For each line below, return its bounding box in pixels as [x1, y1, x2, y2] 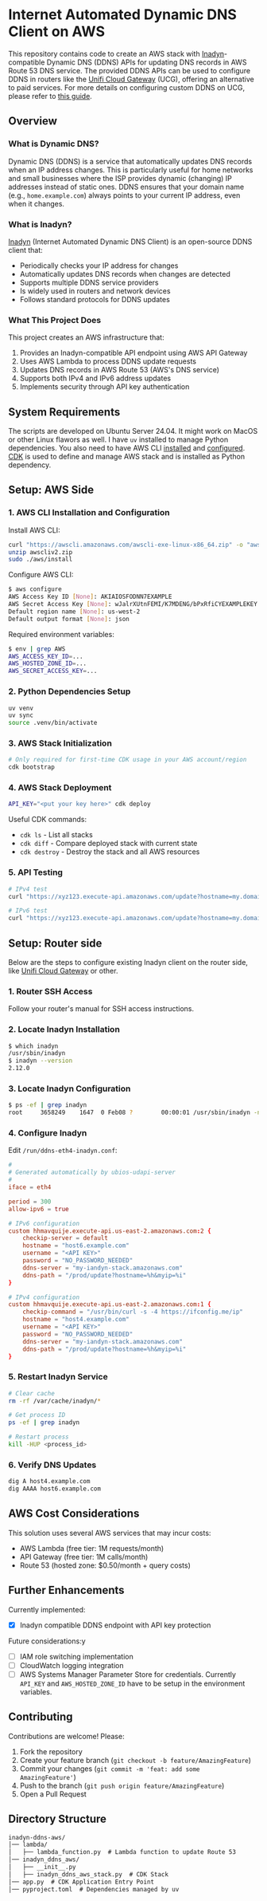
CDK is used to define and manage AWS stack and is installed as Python [8, 452, 245, 462]
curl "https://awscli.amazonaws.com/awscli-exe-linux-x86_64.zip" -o [8, 541, 244, 549]
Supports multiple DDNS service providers [19, 277, 159, 287]
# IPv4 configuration [8, 1293, 80, 1301]
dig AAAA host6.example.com [8, 1485, 102, 1493]
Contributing [8, 1710, 73, 1724]
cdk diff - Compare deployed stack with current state [19, 839, 198, 848]
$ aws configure [8, 585, 62, 593]
